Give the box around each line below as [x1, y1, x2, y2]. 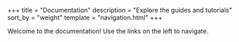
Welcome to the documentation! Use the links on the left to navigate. [7, 27, 209, 35]
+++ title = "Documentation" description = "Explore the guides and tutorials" [7, 6, 233, 14]
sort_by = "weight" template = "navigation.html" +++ [7, 13, 163, 22]
